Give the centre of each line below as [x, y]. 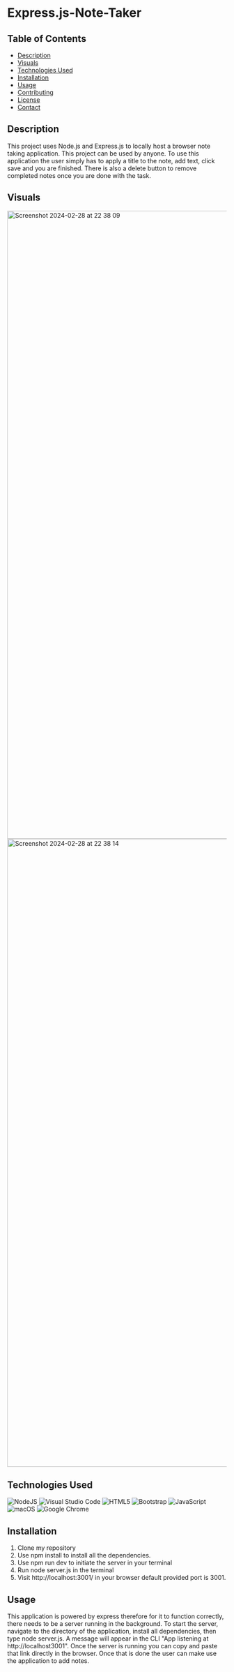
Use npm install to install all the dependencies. [84, 1555]
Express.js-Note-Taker [75, 13]
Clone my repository [47, 1548]
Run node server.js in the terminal [65, 1570]
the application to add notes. [48, 1661]
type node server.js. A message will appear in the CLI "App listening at [108, 1639]
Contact [29, 107]
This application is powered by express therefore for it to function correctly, [116, 1616]
